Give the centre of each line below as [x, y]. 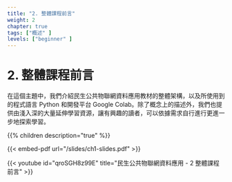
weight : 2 [21, 20]
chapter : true [28, 26]
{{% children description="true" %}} [59, 136]
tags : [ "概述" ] [29, 33]
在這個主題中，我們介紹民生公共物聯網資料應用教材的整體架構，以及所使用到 [116, 96]
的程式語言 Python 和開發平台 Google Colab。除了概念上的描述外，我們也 [112, 105]
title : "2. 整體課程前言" [41, 13]
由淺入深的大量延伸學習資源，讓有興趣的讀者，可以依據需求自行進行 [110, 113]
